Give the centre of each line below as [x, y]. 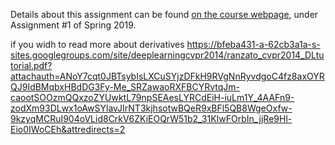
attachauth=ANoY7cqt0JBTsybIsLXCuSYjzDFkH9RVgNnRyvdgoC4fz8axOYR [167, 76]
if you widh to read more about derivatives [97, 44]
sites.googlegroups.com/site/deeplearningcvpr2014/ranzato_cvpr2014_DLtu [167, 55]
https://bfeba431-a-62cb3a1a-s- [253, 44]
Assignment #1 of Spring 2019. [73, 25]
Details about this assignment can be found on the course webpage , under [164, 14]
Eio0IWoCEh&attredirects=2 [68, 129]
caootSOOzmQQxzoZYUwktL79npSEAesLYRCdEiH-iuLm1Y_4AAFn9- [152, 97]
